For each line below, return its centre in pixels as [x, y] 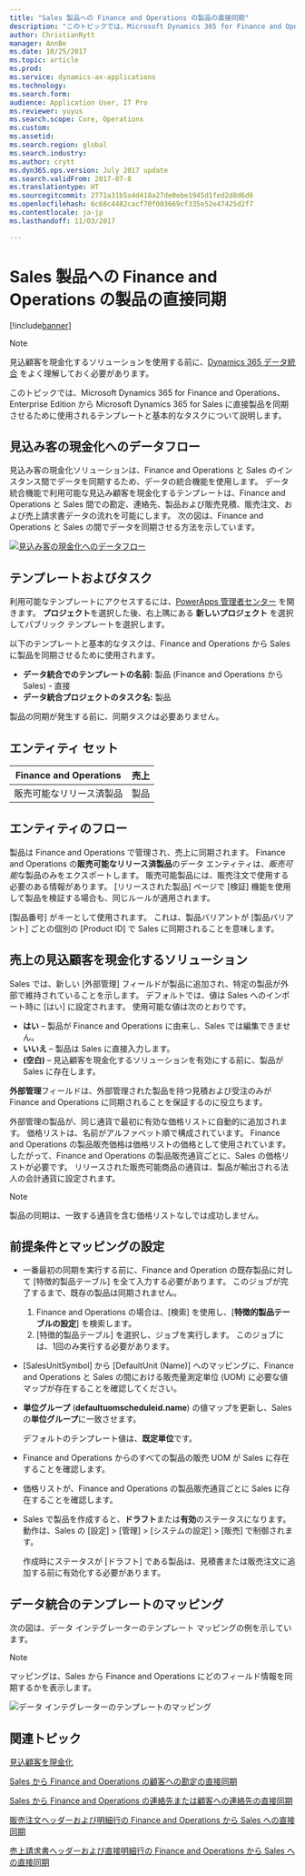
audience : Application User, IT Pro [79, 102]
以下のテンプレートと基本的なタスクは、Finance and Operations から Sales [150, 644]
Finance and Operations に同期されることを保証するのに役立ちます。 [138, 1101]
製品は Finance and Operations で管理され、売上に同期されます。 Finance [148, 852]
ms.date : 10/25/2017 [49, 52]
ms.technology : [38, 86]
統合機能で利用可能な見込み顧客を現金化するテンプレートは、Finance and [148, 493]
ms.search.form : [40, 94]
